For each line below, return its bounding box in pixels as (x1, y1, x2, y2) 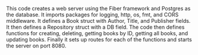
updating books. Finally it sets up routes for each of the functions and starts (6, 36, 192, 43)
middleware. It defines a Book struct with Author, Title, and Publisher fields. (6, 18, 191, 24)
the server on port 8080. (6, 42, 67, 49)
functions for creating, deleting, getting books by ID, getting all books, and (6, 30, 188, 37)
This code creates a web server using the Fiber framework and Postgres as (6, 5, 191, 12)
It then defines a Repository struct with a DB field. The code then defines (6, 23, 185, 30)
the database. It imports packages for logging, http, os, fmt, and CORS (6, 11, 179, 18)
